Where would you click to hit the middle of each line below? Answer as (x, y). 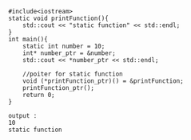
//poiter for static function (73, 74)
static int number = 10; (64, 46)
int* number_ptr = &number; (69, 53)
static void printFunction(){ (59, 18)
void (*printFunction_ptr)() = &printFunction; (103, 81)
